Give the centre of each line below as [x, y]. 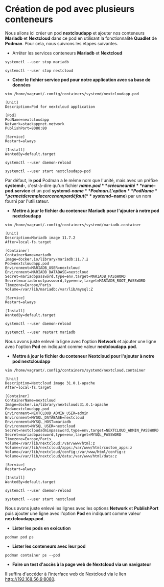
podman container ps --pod [33, 555]
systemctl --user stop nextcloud [39, 70]
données [21, 85]
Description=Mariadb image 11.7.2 [40, 238]
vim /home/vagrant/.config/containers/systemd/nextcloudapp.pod [72, 94]
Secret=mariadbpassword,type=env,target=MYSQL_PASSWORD [63, 435]
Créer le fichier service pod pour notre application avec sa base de [81, 80]
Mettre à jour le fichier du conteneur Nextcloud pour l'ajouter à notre [83, 356]
